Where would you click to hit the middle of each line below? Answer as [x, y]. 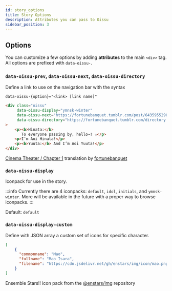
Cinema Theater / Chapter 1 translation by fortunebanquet [66, 158]
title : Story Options [28, 15]
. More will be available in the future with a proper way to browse [87, 197]
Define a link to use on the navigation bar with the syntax [65, 87]
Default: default [22, 212]
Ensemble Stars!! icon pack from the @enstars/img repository [70, 283]
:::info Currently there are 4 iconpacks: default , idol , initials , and [76, 191]
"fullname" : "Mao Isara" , [46, 259]
